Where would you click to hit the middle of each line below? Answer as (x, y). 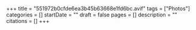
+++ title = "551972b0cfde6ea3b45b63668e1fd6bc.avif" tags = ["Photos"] (98, 9)
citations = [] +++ (28, 21)
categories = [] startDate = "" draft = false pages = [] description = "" (92, 15)
